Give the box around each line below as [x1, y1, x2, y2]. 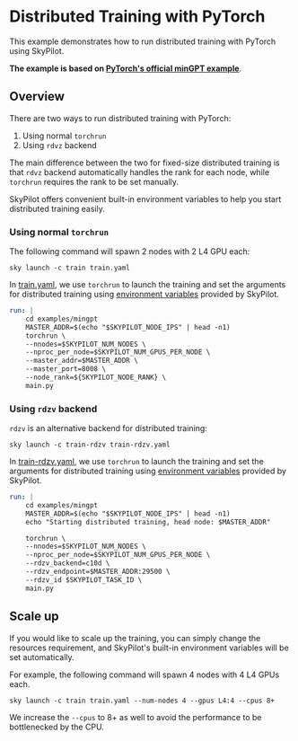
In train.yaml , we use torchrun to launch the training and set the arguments [9, 279, 286, 290]
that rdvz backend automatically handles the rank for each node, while [9, 166, 270, 177]
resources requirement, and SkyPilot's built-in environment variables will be [9, 642, 289, 653]
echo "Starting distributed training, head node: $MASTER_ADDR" [25, 517, 271, 526]
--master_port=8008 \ [25, 365, 106, 374]
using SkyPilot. [9, 45, 65, 56]
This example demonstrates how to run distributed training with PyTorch [9, 36, 276, 47]
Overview [9, 89, 66, 104]
